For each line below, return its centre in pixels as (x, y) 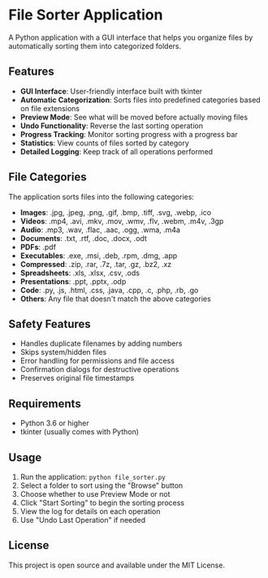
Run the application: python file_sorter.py (93, 477)
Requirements (45, 403)
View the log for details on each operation (90, 511)
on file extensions (50, 108)
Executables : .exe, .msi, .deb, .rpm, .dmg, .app (99, 255)
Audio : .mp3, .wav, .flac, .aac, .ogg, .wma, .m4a (100, 230)
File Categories (48, 177)
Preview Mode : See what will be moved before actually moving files (134, 117)
